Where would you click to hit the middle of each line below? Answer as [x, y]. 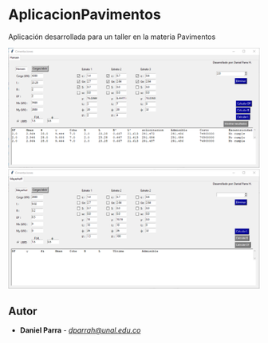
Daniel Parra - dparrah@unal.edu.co [80, 330]
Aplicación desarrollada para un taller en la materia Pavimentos [112, 37]
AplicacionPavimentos [85, 15]
